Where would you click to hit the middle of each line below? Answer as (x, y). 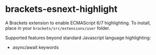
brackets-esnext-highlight (61, 9)
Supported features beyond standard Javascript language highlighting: (78, 38)
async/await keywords (35, 47)
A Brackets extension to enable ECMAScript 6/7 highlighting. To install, (78, 23)
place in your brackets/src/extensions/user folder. (58, 28)
